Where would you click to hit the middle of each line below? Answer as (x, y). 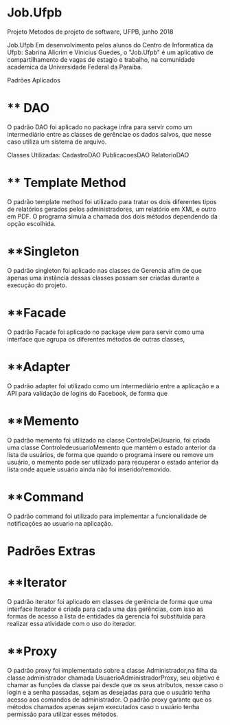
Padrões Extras (51, 551)
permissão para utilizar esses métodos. (63, 714)
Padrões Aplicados (34, 80)
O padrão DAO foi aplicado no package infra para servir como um (100, 127)
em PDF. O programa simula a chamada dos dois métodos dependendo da (113, 216)
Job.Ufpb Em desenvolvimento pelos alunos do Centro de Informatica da (110, 45)
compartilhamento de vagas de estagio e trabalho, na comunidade (101, 59)
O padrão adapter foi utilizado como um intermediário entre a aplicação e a (113, 386)
